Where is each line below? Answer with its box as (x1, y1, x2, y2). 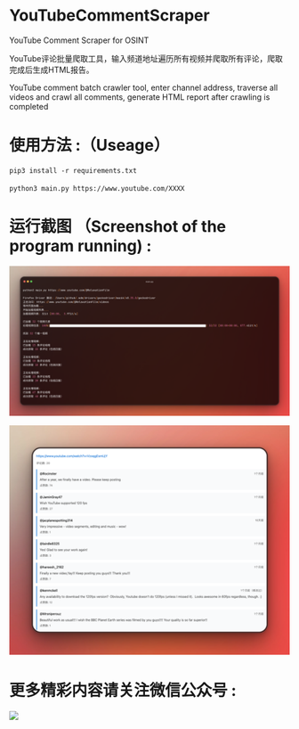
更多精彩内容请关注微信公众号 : (9, 681, 237, 700)
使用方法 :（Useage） (9, 135, 170, 156)
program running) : (9, 236, 152, 257)
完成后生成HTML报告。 (9, 64, 95, 75)
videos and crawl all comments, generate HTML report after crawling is (9, 91, 271, 102)
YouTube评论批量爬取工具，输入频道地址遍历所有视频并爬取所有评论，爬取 (9, 53, 283, 63)
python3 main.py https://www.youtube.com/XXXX (9, 184, 185, 192)
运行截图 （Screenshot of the (9, 217, 227, 237)
